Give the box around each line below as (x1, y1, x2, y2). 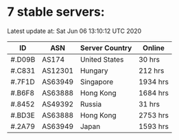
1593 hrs (138, 121, 169, 131)
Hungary (80, 66, 108, 75)
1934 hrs (138, 77, 169, 86)
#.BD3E (10, 110, 36, 120)
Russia (80, 99, 102, 108)
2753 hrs (138, 110, 169, 120)
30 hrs (138, 54, 160, 64)
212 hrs (138, 66, 165, 75)
